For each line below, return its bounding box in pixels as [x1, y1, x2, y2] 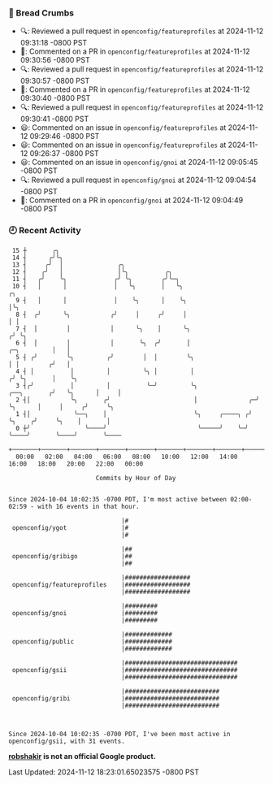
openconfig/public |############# [11, 637, 173, 645]
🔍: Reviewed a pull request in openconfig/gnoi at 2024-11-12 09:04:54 [19, 175, 257, 185]
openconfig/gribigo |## [11, 552, 132, 560]
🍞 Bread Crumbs [8, 7, 75, 19]
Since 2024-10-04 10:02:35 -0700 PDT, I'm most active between [8, 495, 227, 503]
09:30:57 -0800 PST [19, 76, 90, 86]
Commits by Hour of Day [95, 474, 176, 482]
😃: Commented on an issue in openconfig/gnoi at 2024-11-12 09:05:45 [19, 158, 258, 167]
